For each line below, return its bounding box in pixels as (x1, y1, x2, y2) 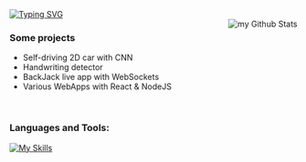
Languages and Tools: (9, 122, 110, 135)
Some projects (9, 31, 76, 44)
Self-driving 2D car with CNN (22, 52, 133, 63)
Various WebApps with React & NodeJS (22, 81, 172, 92)
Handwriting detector (22, 62, 103, 73)
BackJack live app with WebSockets (22, 72, 160, 83)
